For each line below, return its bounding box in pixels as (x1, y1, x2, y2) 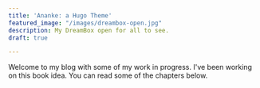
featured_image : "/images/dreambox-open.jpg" (8, 19, 162, 27)
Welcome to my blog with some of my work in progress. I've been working (8, 63, 253, 72)
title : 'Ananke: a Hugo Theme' (8, 11, 112, 20)
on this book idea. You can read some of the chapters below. (8, 71, 208, 80)
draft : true (8, 33, 48, 42)
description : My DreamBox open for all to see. (8, 26, 170, 34)
